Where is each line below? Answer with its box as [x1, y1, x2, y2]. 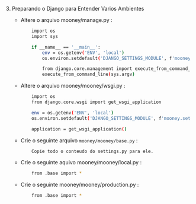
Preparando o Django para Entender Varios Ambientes [11, 5, 144, 12]
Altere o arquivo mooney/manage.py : [20, 17, 113, 23]
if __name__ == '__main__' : [31, 44, 101, 50]
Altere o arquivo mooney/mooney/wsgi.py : [20, 82, 126, 90]
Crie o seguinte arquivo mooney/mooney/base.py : [20, 136, 138, 144]
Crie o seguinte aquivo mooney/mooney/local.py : [20, 159, 142, 166]
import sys [31, 33, 58, 39]
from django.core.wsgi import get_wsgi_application [31, 99, 162, 105]
